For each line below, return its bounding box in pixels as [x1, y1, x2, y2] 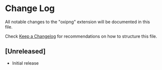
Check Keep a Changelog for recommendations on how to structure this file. [5, 33, 158, 39]
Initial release [12, 60, 39, 66]
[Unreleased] [5, 47, 46, 56]
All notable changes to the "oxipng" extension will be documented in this [5, 19, 150, 25]
